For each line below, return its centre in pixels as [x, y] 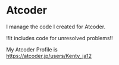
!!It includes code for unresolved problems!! [59, 38]
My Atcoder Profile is [32, 49]
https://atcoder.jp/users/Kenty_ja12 [49, 56]
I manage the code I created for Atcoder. [56, 27]
